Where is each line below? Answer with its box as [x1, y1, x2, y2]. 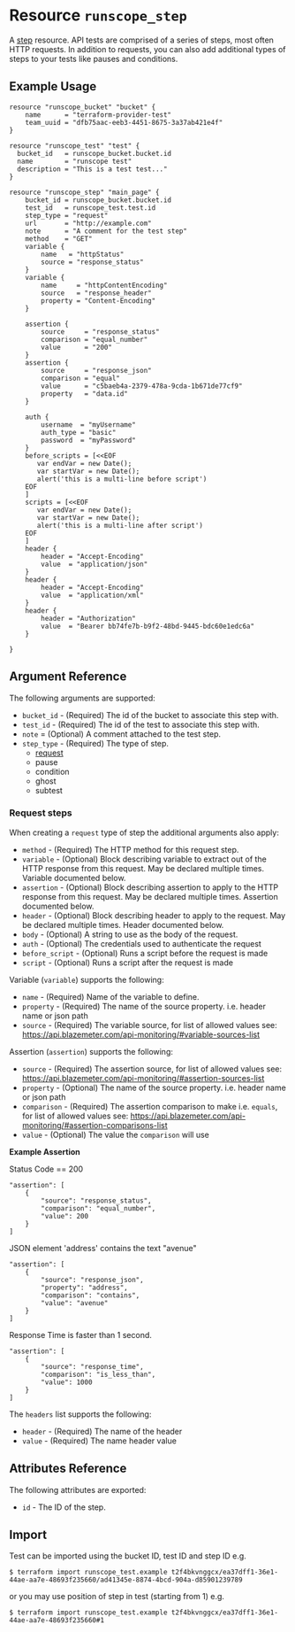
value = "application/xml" [41, 591, 144, 599]
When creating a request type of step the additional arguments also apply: [9, 827, 280, 838]
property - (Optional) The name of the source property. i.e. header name [21, 1082, 287, 1093]
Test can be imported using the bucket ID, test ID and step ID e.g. [9, 1551, 247, 1561]
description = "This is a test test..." [17, 165, 168, 174]
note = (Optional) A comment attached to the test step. [21, 728, 222, 739]
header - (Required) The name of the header [21, 1426, 183, 1436]
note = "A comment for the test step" [25, 227, 188, 236]
